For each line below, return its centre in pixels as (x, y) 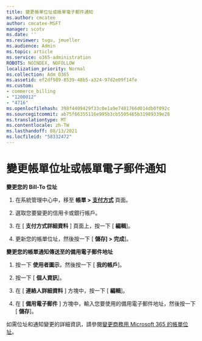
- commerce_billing (31, 92)
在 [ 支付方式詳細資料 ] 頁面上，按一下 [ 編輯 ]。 (74, 226)
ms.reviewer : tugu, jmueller (43, 40)
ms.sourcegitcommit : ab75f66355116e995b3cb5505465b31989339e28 (88, 114)
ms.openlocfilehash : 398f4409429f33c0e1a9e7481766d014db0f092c (88, 108)
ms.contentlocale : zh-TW (38, 126)
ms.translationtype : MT (37, 120)
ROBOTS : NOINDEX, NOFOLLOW (40, 63)
